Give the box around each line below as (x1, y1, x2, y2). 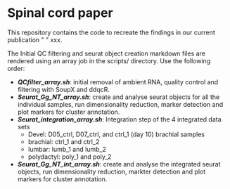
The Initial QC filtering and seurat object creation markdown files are (7, 49, 206, 58)
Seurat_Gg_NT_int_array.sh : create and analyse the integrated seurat (17, 159, 221, 168)
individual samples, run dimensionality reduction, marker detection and (17, 100, 224, 108)
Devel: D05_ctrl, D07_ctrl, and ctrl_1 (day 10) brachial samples (27, 130, 205, 138)
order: (7, 64, 25, 72)
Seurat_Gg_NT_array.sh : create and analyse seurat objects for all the (17, 93, 220, 101)
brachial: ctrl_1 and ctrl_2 (27, 137, 100, 145)
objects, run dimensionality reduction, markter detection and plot (17, 167, 206, 176)
